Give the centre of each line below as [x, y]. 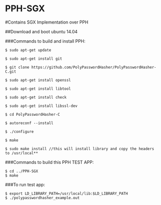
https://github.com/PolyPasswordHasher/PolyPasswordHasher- [94, 67]
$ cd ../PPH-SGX [22, 171]
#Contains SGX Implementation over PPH [47, 22]
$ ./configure [20, 131]
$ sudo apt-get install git [34, 59]
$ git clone [17, 67]
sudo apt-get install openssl [40, 80]
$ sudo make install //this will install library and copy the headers [80, 149]
